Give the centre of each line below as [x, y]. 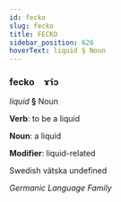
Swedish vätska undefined [58, 171]
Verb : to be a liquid [45, 119]
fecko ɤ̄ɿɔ [34, 82]
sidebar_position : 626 [52, 42]
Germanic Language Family [60, 188]
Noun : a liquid [35, 136]
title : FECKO [34, 34]
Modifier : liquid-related [52, 154]
